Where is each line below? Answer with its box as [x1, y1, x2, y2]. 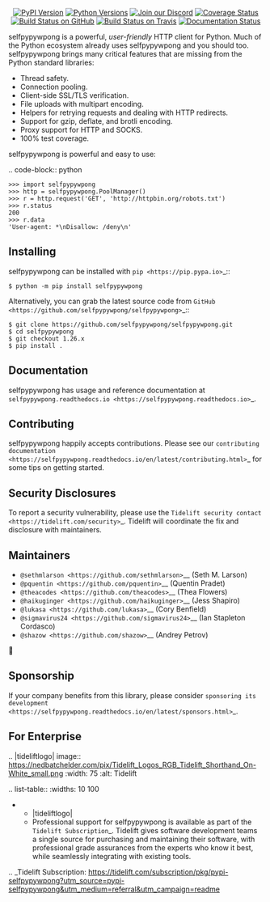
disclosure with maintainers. [8, 525, 103, 535]
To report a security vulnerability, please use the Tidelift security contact [8, 508, 262, 518]
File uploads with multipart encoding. [19, 100, 144, 108]
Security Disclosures [8, 486, 116, 500]
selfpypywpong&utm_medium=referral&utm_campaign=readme [8, 884, 221, 894]
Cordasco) [19, 621, 56, 631]
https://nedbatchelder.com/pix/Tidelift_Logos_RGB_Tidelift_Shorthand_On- [8, 760, 257, 769]
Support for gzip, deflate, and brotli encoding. [19, 116, 173, 125]
